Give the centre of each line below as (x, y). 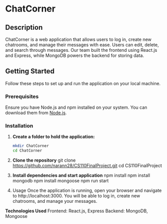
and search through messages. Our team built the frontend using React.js (81, 50)
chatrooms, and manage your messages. (55, 201)
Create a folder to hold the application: (54, 137)
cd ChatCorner (27, 151)
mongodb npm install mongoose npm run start (61, 181)
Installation (19, 126)
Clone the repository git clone (44, 160)
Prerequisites (22, 96)
